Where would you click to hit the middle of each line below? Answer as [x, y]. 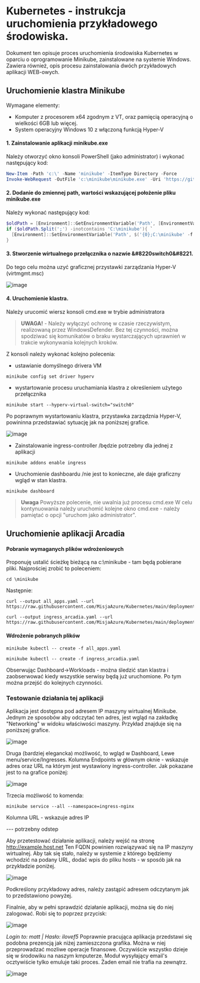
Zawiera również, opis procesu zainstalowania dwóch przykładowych [91, 65]
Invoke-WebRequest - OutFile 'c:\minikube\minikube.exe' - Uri [84, 179]
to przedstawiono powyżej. [39, 895]
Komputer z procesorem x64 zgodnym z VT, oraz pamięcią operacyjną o [104, 117]
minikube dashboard [30, 491]
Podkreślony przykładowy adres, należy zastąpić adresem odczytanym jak [98, 889]
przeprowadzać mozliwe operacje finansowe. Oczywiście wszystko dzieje [97, 949]
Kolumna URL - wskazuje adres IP [48, 817]
